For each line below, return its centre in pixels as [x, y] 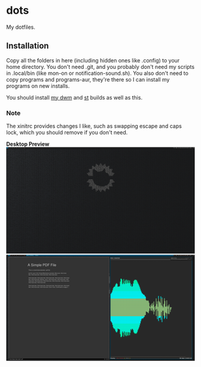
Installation [28, 46]
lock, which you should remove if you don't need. [67, 133]
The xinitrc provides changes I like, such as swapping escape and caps [94, 126]
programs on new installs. [38, 86]
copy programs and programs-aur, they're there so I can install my [88, 79]
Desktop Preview [28, 144]
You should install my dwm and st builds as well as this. [74, 97]
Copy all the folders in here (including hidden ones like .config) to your [93, 60]
